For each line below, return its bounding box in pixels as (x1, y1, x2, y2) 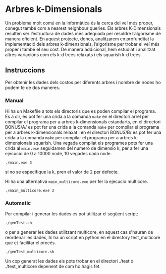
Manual (5, 97, 24, 104)
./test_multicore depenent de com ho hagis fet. (5, 264, 101, 270)
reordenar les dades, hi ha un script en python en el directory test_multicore (5, 235, 161, 241)
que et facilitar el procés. (5, 240, 56, 246)
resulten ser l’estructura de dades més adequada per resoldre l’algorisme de (5, 30, 161, 36)
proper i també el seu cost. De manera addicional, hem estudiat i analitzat (5, 46, 156, 52)
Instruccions (5, 66, 46, 75)
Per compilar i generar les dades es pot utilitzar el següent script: (5, 211, 139, 217)
